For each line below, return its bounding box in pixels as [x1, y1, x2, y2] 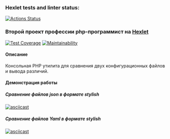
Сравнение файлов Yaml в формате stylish [5, 116, 101, 122]
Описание [5, 51, 28, 57]
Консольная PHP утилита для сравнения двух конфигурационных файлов [5, 62, 165, 68]
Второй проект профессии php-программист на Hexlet [5, 28, 149, 36]
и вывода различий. [5, 68, 49, 74]
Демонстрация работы [5, 80, 57, 86]
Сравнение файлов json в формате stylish [5, 91, 99, 97]
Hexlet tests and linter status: [5, 4, 80, 11]
